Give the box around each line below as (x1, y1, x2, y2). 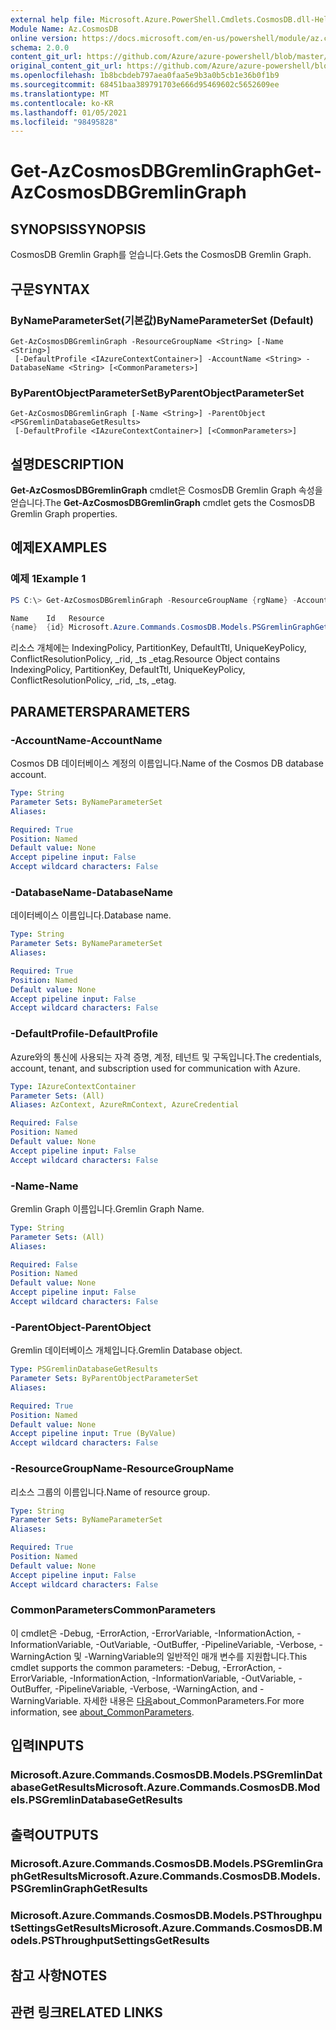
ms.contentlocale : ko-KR (10, 98, 114, 108)
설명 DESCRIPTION (10, 456, 125, 473)
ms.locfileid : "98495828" (10, 117, 118, 127)
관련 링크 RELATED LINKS (10, 2004, 163, 2021)
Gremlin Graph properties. (10, 508, 118, 520)
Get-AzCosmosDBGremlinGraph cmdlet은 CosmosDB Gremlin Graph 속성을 (10, 484, 323, 496)
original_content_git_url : (10, 61, 123, 71)
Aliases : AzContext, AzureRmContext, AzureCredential (10, 1100, 240, 1110)
